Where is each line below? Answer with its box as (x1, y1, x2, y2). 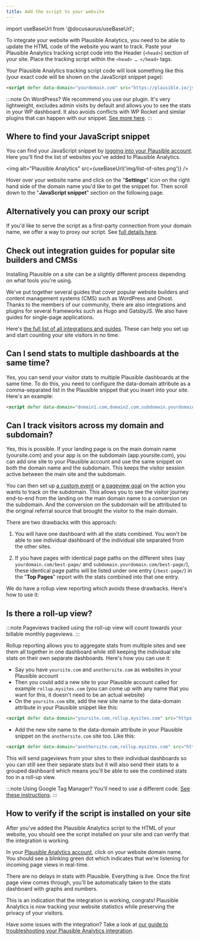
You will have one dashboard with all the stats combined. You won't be (14, 531, 188, 538)
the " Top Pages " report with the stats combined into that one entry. (14, 573, 179, 580)
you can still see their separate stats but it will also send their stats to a (6, 761, 179, 768)
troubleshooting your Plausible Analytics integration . (6, 927, 134, 934)
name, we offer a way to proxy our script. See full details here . (6, 228, 158, 236)
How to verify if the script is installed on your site (6, 808, 191, 819)
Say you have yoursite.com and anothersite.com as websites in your (14, 666, 182, 674)
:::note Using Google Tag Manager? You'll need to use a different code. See (6, 785, 191, 792)
